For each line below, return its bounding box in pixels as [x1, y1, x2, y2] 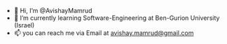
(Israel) [13, 21, 35, 29]
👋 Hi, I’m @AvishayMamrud [13, 7, 92, 14]
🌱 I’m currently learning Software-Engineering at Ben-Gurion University [13, 14, 220, 22]
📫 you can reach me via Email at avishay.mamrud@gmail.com [13, 29, 194, 37]
